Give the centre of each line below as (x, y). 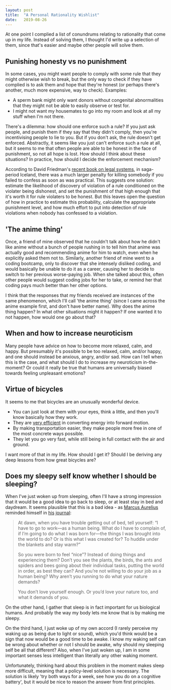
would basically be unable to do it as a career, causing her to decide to (80, 269)
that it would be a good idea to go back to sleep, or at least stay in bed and (84, 502)
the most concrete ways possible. (48, 433)
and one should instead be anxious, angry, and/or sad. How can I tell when (84, 357)
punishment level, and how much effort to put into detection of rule (76, 208)
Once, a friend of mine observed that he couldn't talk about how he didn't (83, 242)
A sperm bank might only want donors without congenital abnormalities (88, 100)
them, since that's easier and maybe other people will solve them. (75, 45)
